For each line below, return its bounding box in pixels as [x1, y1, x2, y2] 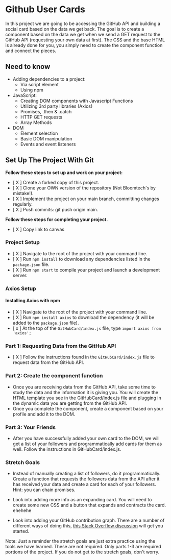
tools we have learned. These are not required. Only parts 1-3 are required [5, 544, 162, 550]
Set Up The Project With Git [5, 156, 94, 164]
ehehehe [12, 507, 32, 514]
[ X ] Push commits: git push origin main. [12, 206, 99, 212]
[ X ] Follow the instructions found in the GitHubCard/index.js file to [12, 354, 155, 360]
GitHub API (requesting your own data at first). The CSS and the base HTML [5, 37, 165, 43]
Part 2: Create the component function [5, 372, 103, 379]
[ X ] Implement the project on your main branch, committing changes [12, 196, 159, 202]
